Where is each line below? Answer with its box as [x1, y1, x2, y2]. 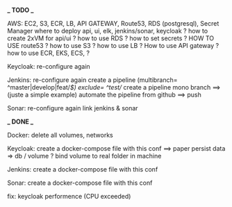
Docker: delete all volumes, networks [7, 131, 113, 139]
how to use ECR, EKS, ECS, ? [7, 49, 90, 57]
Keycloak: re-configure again [7, 63, 90, 70]
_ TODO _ [7, 6, 34, 14]
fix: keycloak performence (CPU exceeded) [7, 192, 131, 200]
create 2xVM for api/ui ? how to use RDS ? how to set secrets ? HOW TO [7, 34, 215, 42]
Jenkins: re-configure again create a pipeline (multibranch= [7, 76, 179, 84]
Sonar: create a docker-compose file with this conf [7, 179, 153, 187]
